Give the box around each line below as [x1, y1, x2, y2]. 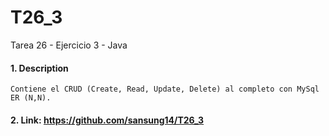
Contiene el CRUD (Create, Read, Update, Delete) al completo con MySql [10, 84, 320, 95]
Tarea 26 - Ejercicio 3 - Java [10, 39, 128, 51]
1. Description [10, 62, 69, 74]
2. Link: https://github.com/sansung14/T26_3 [10, 114, 205, 126]
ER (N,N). [10, 93, 52, 103]
